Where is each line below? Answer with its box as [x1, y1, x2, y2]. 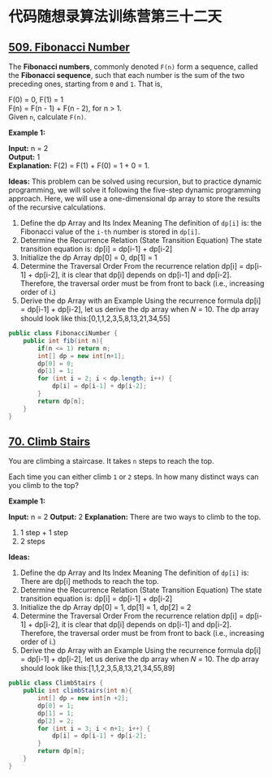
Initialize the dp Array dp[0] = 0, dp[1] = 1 [19, 253, 158, 262]
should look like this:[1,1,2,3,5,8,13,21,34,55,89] [19, 663, 175, 673]
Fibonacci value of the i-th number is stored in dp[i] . [19, 227, 201, 236]
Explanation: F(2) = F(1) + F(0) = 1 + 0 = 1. [8, 161, 150, 171]
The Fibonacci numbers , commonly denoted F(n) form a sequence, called [8, 62, 258, 71]
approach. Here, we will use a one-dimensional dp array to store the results [8, 194, 261, 203]
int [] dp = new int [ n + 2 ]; [37, 694, 129, 702]
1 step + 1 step [19, 528, 69, 538]
